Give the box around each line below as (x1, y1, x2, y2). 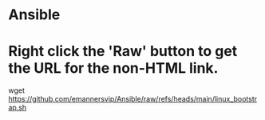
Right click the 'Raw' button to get (8, 42, 238, 61)
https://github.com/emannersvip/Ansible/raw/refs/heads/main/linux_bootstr (8, 94, 258, 104)
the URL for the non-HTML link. (8, 59, 219, 78)
